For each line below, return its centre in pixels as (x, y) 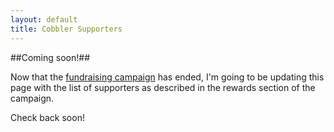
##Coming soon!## (50, 57)
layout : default (44, 19)
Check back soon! (47, 117)
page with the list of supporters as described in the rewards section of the (163, 87)
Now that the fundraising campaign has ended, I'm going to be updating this (167, 77)
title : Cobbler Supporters (66, 29)
